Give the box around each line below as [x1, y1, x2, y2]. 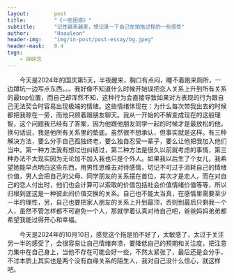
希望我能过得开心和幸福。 [7, 215, 81, 223]
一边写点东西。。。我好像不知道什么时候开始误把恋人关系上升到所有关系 [25, 84, 227, 93]
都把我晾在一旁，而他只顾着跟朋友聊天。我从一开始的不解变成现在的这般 [7, 110, 214, 119]
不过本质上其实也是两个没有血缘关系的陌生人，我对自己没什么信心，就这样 [7, 256, 221, 265]
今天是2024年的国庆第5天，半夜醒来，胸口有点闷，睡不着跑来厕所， [19, 75, 216, 84]
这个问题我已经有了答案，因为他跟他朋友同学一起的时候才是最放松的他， [19, 119, 227, 128]
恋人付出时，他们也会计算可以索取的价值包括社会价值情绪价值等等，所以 [19, 180, 227, 189]
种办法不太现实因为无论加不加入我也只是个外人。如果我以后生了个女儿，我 [7, 154, 221, 163]
